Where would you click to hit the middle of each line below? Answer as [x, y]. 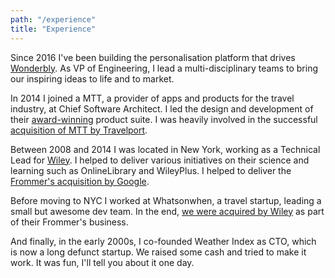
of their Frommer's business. [69, 222]
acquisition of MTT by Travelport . [79, 130]
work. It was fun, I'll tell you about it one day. [102, 262]
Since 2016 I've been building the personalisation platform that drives [153, 57]
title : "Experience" [53, 29]
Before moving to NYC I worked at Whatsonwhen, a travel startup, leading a [166, 200]
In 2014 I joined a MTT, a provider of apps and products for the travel [152, 98]
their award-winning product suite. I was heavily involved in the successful [164, 119]
